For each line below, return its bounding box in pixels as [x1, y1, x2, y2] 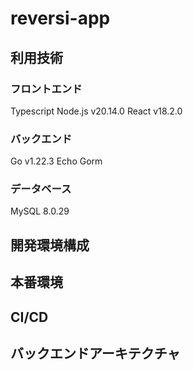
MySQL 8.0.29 [10, 205, 70, 217]
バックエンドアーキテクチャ [10, 345, 181, 362]
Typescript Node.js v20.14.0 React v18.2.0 [10, 105, 183, 117]
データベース [10, 182, 72, 196]
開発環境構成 [10, 237, 90, 254]
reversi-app [10, 7, 111, 30]
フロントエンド [10, 82, 83, 96]
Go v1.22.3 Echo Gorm [10, 155, 103, 167]
